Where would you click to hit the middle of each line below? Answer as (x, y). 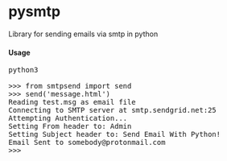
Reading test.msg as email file (72, 102)
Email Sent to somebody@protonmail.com (87, 142)
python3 (23, 70)
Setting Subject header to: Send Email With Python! (115, 134)
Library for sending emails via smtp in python (83, 34)
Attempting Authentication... (68, 118)
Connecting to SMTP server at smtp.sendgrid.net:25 (113, 110)
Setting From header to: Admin (70, 126)
